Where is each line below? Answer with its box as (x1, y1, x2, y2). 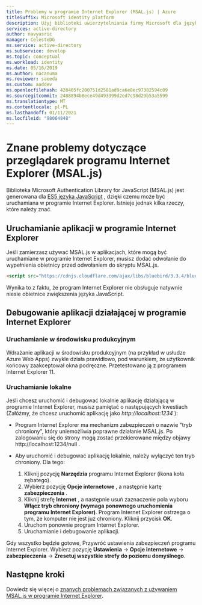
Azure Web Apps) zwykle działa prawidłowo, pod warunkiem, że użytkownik (6, 355, 195, 362)
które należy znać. (6, 206, 52, 213)
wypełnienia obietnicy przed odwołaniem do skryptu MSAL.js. (6, 261, 159, 268)
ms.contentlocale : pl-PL (6, 104, 69, 110)
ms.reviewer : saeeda (6, 76, 58, 82)
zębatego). (23, 476, 51, 483)
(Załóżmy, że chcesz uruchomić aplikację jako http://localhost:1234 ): (6, 409, 179, 417)
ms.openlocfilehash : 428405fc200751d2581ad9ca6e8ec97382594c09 (6, 87, 168, 93)
